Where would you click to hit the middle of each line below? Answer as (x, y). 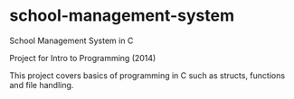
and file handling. (42, 85)
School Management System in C (71, 40)
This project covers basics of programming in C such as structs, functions (147, 75)
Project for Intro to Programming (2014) (83, 58)
